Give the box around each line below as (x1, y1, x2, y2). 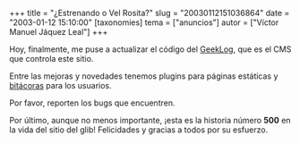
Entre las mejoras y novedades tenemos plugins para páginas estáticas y (9, 71, 279, 81)
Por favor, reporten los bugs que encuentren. (9, 97, 176, 108)
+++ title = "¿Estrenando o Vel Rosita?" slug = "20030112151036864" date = (9, 8, 290, 18)
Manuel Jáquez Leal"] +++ (9, 27, 108, 37)
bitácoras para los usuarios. (9, 80, 112, 90)
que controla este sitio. (9, 54, 94, 64)
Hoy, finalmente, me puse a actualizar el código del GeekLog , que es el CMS (9, 44, 292, 55)
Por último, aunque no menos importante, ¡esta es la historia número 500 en (9, 115, 291, 125)
